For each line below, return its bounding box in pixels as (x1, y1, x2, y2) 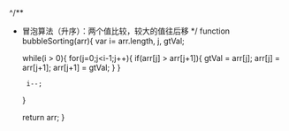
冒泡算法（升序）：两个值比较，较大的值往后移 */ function (21, 26, 231, 36)
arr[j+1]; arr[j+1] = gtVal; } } (21, 62, 121, 73)
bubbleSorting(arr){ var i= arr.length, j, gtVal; (21, 35, 186, 46)
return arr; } (21, 112, 65, 122)
